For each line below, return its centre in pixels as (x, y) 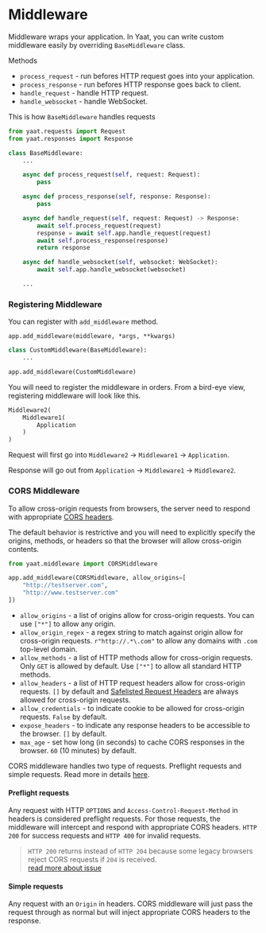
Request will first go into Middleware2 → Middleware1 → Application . (119, 455)
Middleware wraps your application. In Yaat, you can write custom (116, 37)
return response (64, 248)
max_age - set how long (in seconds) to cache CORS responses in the (132, 742)
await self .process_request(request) (99, 225)
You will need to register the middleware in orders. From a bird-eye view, (127, 387)
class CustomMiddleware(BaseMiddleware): (78, 350)
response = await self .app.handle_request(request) (124, 233)
